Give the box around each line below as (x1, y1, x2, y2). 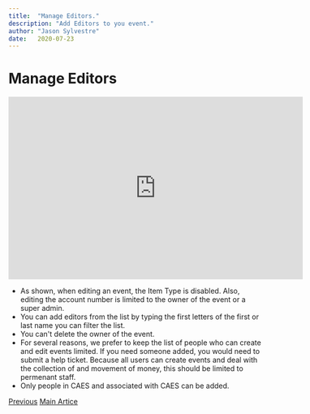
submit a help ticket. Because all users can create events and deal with (19, 355, 258, 365)
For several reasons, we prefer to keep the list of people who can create (19, 338, 261, 347)
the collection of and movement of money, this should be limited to (19, 364, 243, 373)
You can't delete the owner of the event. (19, 330, 155, 339)
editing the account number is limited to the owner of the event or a (19, 295, 246, 304)
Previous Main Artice (8, 397, 79, 407)
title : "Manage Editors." (8, 11, 100, 20)
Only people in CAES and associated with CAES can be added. (19, 381, 230, 390)
